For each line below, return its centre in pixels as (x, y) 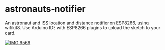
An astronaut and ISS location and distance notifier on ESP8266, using (77, 23)
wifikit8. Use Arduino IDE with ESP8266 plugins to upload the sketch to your (83, 27)
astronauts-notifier (45, 9)
